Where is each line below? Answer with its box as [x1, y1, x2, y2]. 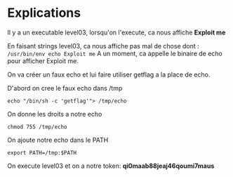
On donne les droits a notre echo [7, 110, 102, 118]
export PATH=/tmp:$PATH [7, 149, 77, 156]
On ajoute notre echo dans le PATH [7, 136, 109, 144]
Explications [7, 5, 81, 21]
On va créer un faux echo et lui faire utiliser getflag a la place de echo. [7, 70, 211, 79]
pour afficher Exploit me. [7, 56, 79, 65]
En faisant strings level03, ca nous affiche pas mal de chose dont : [7, 41, 200, 50]
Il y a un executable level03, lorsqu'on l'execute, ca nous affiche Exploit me [7, 28, 226, 37]
